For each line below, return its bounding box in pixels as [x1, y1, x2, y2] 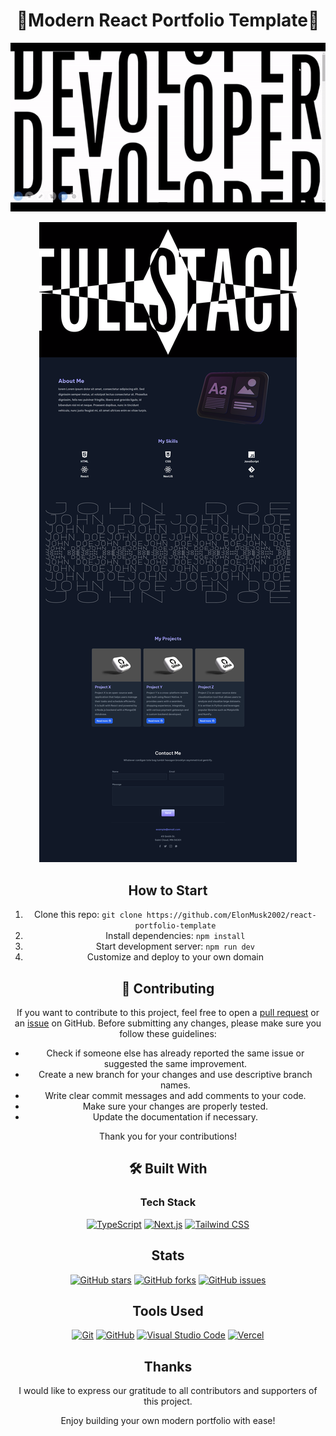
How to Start [128, 882, 208, 899]
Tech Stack [139, 1195, 197, 1209]
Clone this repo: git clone [34, 909, 143, 921]
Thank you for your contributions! [98, 1130, 238, 1143]
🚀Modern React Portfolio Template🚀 [16, 9, 320, 32]
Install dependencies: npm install [105, 930, 246, 942]
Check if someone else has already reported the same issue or [46, 1047, 305, 1059]
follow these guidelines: [119, 1028, 217, 1040]
